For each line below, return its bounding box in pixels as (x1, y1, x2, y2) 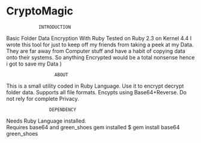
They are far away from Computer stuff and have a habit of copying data (6, 47, 186, 55)
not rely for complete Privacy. (6, 95, 79, 102)
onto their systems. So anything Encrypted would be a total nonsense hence (6, 53, 195, 61)
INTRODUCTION (38, 24, 71, 30)
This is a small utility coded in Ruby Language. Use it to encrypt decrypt (6, 82, 184, 90)
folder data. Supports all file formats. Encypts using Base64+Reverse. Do (6, 88, 187, 96)
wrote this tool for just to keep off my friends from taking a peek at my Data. (6, 41, 194, 48)
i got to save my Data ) (6, 60, 62, 67)
